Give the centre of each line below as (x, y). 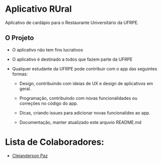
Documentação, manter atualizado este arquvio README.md (80, 122)
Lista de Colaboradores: (55, 142)
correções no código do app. (49, 103)
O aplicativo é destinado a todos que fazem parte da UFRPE (72, 59)
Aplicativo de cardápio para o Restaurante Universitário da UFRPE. (72, 23)
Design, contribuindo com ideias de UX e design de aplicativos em (86, 83)
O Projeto (20, 38)
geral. (25, 89)
